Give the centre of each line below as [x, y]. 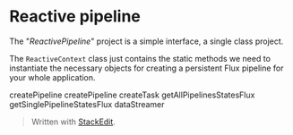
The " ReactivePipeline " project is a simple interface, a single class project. [146, 41]
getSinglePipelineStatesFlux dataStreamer [87, 104]
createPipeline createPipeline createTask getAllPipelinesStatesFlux [132, 95]
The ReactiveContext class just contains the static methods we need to [140, 58]
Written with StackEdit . [73, 122]
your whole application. [52, 77]
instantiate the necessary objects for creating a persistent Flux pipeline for [146, 68]
